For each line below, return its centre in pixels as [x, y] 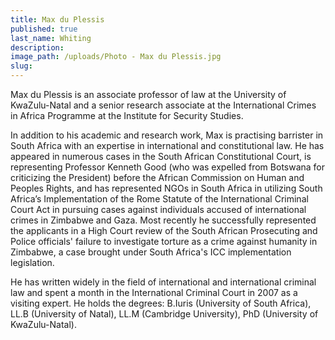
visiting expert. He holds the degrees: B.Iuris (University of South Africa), [161, 303]
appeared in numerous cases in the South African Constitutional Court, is [161, 156]
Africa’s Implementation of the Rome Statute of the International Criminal [159, 199]
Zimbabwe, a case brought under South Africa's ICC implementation [151, 252]
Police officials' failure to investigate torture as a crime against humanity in [164, 241]
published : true [44, 29]
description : [37, 47]
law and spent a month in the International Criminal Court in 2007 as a [154, 292]
